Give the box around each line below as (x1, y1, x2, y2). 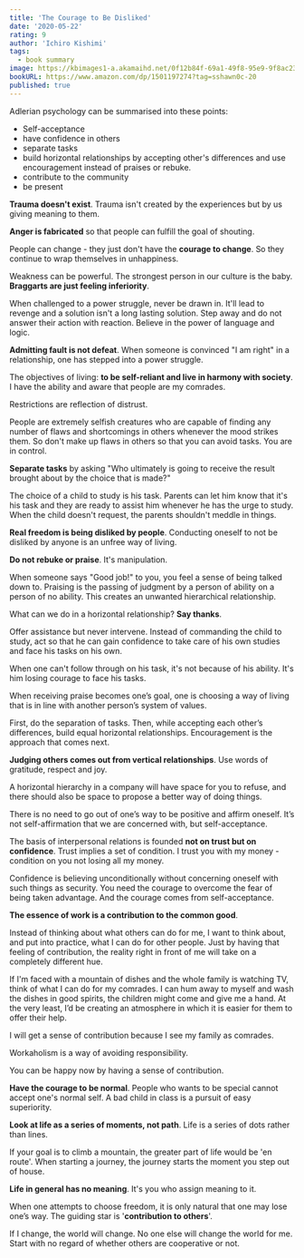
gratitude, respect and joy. (9, 764, 108, 775)
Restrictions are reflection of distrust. (9, 398, 148, 409)
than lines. (9, 1128, 48, 1139)
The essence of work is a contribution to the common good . (9, 909, 238, 921)
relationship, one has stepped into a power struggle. (9, 354, 204, 365)
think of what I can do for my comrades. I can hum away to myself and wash (9, 983, 294, 994)
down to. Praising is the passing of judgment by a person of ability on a (9, 581, 275, 592)
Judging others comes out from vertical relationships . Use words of (9, 754, 269, 765)
